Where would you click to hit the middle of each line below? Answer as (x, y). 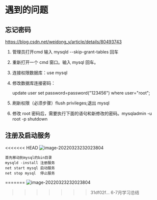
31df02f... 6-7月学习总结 (115, 192)
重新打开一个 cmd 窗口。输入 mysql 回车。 (55, 62)
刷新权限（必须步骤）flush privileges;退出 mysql (61, 103)
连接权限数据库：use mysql (40, 73)
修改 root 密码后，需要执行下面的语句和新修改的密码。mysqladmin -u (82, 113)
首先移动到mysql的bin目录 (29, 157)
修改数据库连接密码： (34, 83)
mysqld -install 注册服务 (30, 163)
